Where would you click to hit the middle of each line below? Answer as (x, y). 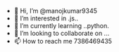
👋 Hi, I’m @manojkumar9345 (55, 11)
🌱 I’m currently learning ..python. (61, 26)
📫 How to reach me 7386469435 (63, 41)
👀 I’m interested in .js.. (46, 18)
